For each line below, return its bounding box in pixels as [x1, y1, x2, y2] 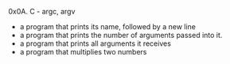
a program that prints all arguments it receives [19, 39, 171, 48]
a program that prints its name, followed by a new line [19, 22, 197, 31]
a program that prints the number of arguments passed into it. [19, 31, 223, 40]
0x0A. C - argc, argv [8, 7, 76, 16]
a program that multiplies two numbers [19, 47, 147, 56]
